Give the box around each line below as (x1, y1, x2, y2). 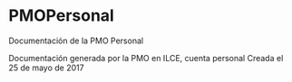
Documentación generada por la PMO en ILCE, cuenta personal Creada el (8, 52, 284, 63)
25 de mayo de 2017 (8, 62, 84, 73)
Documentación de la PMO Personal (8, 35, 144, 46)
